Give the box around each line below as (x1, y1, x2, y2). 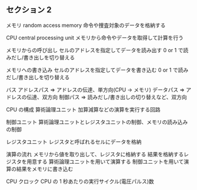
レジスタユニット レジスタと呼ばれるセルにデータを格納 (6, 138, 142, 145)
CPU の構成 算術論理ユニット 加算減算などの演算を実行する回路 (6, 106, 161, 113)
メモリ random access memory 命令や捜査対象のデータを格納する (6, 22, 166, 29)
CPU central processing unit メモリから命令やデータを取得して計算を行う (6, 34, 184, 41)
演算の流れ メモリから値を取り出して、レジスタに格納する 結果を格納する (6, 151, 184, 158)
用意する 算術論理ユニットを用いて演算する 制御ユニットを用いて (26, 158, 184, 165)
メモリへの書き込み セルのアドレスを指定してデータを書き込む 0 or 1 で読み (6, 66, 189, 73)
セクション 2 (6, 5, 52, 15)
